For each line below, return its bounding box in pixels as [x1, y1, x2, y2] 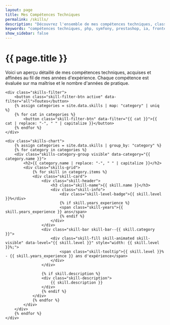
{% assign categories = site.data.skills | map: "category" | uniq [14, 103, 159, 108]
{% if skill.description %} [41, 271, 101, 276]
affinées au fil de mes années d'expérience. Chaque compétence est [5, 74, 149, 81]
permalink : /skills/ [5, 17, 49, 22]
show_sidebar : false [5, 31, 49, 36]
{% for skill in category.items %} [32, 169, 108, 174]
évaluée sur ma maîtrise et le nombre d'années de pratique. [5, 80, 130, 86]
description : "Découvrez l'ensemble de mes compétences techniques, [5, 21, 153, 27]
